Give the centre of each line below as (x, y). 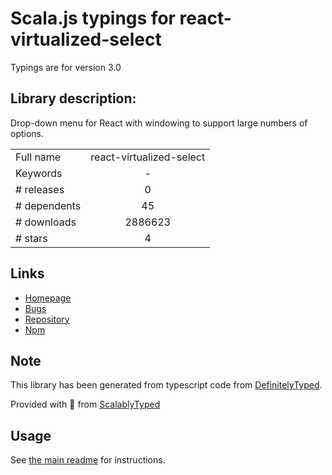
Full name (38, 157)
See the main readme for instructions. (88, 460)
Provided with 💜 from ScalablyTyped (85, 404)
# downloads (46, 222)
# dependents (48, 205)
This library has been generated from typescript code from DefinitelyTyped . (166, 385)
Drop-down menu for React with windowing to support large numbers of (159, 123)
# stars (31, 238)
